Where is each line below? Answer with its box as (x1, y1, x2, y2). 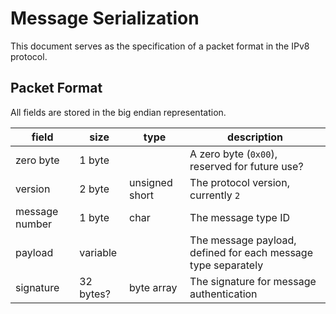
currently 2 (189, 188, 241, 202)
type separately (189, 258, 264, 272)
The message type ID (189, 210, 290, 224)
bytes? (79, 287, 111, 301)
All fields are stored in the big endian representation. (10, 106, 227, 118)
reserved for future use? (189, 159, 304, 173)
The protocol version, (189, 175, 290, 189)
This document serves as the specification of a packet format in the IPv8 (10, 40, 310, 52)
